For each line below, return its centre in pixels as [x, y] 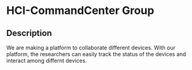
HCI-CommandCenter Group [80, 11]
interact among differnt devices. [47, 61]
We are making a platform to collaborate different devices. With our [91, 47]
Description [29, 33]
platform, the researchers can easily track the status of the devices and [96, 54]
